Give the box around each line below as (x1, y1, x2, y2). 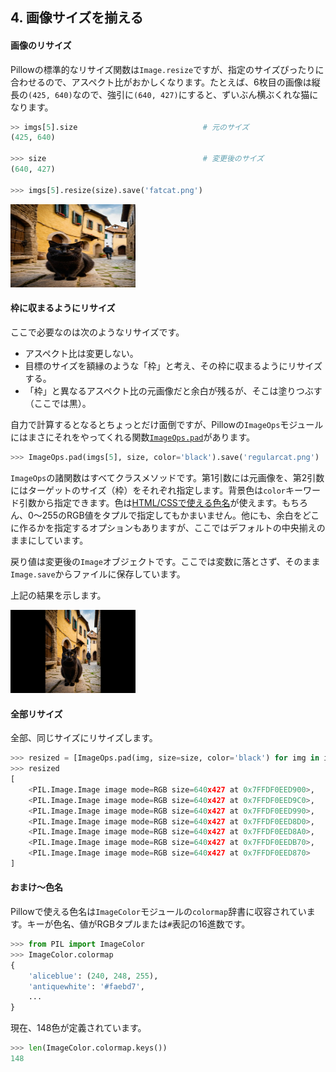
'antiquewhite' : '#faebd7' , (28, 981, 145, 992)
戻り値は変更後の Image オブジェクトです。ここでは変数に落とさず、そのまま (10, 555, 321, 567)
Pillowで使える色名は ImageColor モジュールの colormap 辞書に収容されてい (10, 906, 307, 918)
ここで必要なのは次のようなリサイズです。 (10, 326, 185, 338)
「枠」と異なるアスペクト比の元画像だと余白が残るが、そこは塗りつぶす (24, 384, 323, 397)
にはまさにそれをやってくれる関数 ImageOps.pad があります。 (10, 431, 256, 443)
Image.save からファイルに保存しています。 (10, 568, 186, 580)
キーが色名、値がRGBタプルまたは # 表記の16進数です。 (26, 918, 251, 930)
